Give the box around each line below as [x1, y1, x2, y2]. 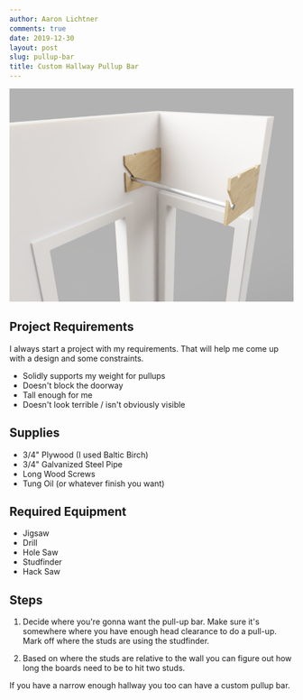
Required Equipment [9, 504, 127, 520]
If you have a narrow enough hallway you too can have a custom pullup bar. [9, 680, 290, 691]
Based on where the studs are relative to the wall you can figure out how [22, 653, 292, 664]
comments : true [9, 23, 67, 33]
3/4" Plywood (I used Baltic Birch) [22, 449, 149, 460]
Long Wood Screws [22, 468, 96, 479]
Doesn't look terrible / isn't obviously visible [22, 399, 186, 410]
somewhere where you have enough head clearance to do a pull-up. [22, 626, 277, 637]
